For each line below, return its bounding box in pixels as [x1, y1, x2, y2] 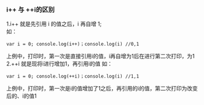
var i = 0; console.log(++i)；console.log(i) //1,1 [6, 73, 139, 80]
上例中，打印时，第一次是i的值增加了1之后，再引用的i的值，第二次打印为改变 [6, 85, 198, 92]
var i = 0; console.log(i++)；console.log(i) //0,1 [6, 41, 139, 47]
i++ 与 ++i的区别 [6, 5, 55, 13]
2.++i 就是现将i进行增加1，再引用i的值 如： [6, 60, 113, 67]
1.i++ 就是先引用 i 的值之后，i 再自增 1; [6, 20, 102, 28]
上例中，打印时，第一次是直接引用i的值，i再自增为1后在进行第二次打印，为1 [6, 53, 195, 60]
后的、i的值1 [6, 92, 37, 100]
